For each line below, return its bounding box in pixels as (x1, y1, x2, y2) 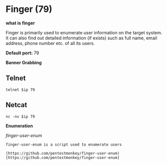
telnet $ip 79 (5, 87, 35, 92)
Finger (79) (5, 3, 53, 15)
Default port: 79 (5, 50, 39, 56)
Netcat (5, 101, 27, 109)
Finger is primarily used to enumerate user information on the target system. (5, 29, 163, 35)
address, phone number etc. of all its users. (5, 40, 95, 46)
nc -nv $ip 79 (5, 114, 35, 119)
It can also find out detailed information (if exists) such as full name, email (5, 35, 158, 41)
